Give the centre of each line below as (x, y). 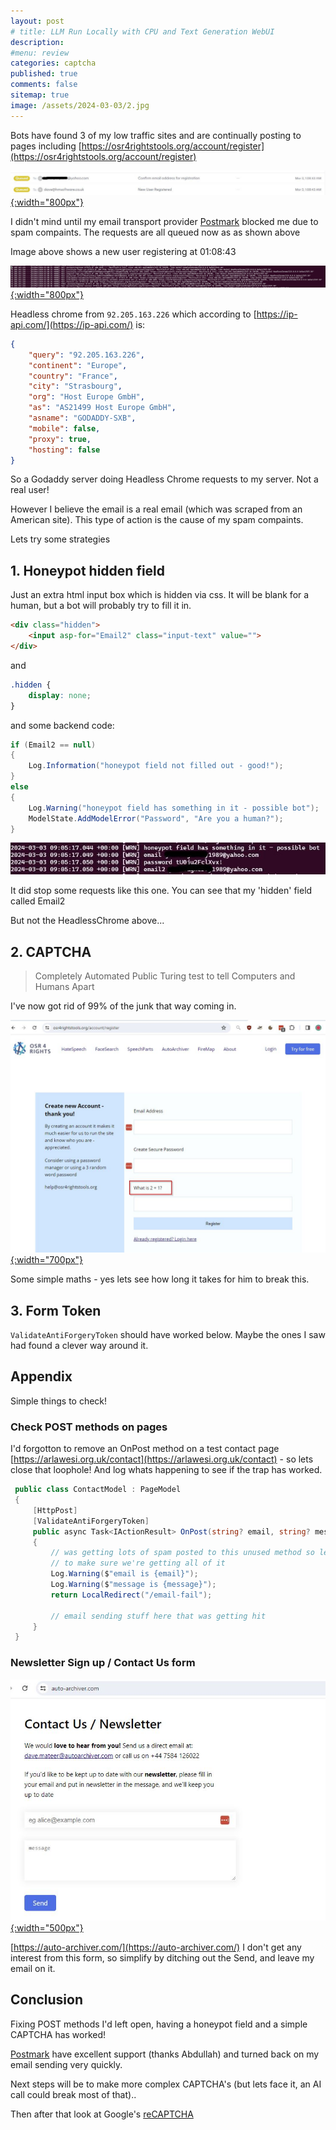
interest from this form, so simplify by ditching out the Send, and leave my (162, 1957)
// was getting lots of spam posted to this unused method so (182, 1553)
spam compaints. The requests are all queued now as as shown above (155, 232)
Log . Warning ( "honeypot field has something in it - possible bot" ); (174, 808)
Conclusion (47, 2000)
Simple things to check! (59, 1401)
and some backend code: (62, 725)
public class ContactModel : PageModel (98, 1490)
